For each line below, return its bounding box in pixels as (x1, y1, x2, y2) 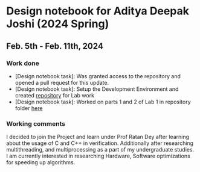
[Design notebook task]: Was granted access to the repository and (15, 72, 181, 79)
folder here (15, 104, 43, 112)
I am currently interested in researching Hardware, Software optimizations (6, 152, 190, 160)
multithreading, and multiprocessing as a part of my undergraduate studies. (6, 146, 195, 153)
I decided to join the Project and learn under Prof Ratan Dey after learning (6, 134, 189, 141)
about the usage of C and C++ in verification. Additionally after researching (6, 140, 194, 147)
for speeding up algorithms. (6, 159, 76, 166)
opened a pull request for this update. (15, 79, 109, 86)
